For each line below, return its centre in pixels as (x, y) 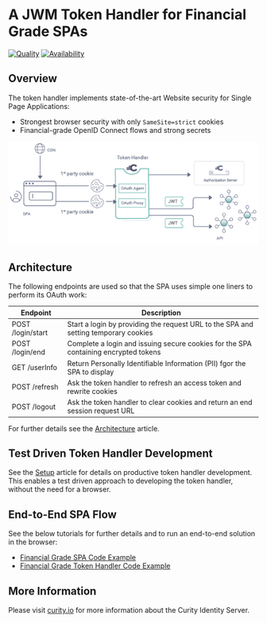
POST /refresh (35, 387)
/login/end (29, 352)
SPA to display (91, 372)
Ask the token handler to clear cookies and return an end (160, 403)
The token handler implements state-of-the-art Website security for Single (130, 98)
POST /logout (34, 407)
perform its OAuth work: (48, 295)
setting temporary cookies (110, 333)
